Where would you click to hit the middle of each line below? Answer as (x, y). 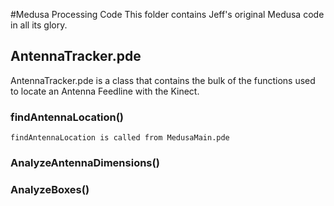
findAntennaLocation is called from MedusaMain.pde (120, 138)
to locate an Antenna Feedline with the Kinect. (105, 91)
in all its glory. (39, 25)
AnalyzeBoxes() (50, 189)
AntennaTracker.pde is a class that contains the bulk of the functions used (163, 80)
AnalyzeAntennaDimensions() (85, 163)
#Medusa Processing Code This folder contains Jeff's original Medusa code (167, 14)
